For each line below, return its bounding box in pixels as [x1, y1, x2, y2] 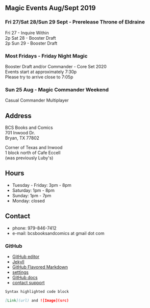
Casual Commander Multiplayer [5, 98, 69, 103]
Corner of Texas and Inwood [5, 145, 63, 151]
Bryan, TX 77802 [5, 135, 40, 141]
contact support [12, 280, 45, 286]
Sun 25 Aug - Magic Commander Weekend [5, 86, 109, 93]
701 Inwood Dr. [5, 130, 35, 136]
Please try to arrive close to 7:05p [5, 74, 74, 80]
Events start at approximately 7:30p [5, 69, 77, 75]
